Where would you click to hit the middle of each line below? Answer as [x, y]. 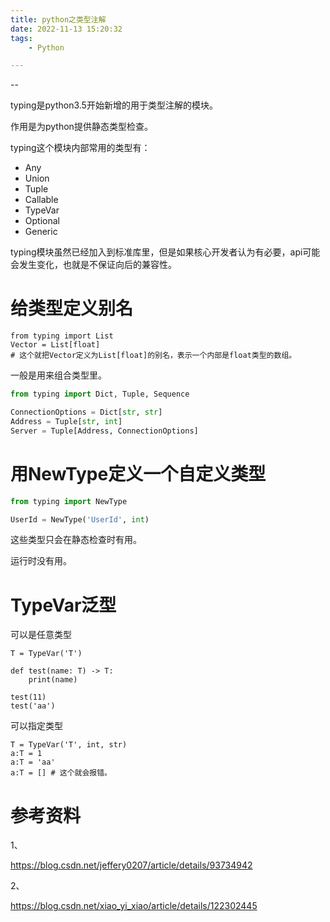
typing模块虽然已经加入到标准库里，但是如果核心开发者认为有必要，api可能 [165, 252]
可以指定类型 [36, 726]
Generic [41, 232]
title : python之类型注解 [58, 19]
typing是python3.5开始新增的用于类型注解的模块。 [114, 105]
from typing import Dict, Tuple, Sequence [100, 394]
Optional [42, 221]
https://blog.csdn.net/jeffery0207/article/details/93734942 [131, 865]
